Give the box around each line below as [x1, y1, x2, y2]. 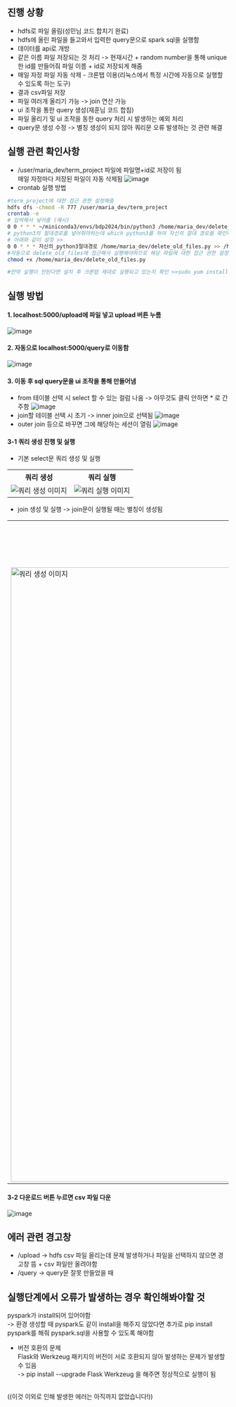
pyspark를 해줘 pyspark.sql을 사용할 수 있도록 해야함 [7, 1329, 155, 1337]
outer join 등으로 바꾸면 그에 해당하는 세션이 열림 [17, 420, 152, 428]
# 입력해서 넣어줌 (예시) [7, 217, 70, 224]
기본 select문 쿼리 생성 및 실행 [17, 454, 100, 463]
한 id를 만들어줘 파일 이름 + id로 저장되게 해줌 [17, 62, 143, 70]
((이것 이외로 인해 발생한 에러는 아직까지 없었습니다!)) [7, 1392, 153, 1401]
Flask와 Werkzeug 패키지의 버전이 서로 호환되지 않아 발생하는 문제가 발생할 [17, 1352, 225, 1361]
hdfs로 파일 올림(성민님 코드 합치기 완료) [17, 27, 129, 35]
